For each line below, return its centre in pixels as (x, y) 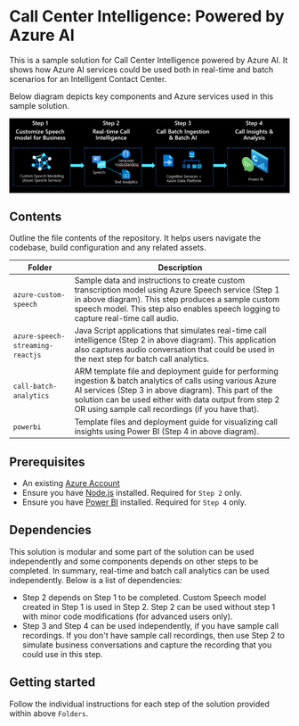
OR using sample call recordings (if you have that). (167, 409)
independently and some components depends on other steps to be (134, 561)
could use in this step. (62, 654)
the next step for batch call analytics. (142, 359)
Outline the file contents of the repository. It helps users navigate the (135, 238)
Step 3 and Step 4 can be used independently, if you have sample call (150, 625)
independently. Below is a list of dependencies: (96, 580)
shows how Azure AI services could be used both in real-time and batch (141, 70)
